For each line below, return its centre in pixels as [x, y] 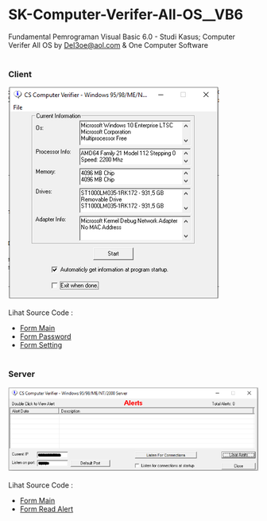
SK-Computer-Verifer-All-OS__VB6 [126, 15]
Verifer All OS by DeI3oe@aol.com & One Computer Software [108, 45]
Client [20, 74]
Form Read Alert [46, 509]
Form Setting [41, 345]
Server [22, 374]
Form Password [45, 336]
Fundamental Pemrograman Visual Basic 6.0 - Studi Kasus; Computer [122, 37]
